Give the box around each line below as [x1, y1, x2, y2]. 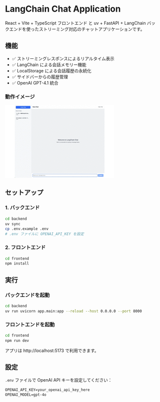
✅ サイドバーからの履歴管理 [12, 74, 68, 80]
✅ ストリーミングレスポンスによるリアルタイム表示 [12, 55, 115, 61]
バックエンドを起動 [5, 292, 50, 298]
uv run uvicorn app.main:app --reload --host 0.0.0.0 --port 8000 [5, 309, 142, 314]
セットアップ [5, 189, 44, 197]
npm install [5, 261, 29, 266]
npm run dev [5, 338, 29, 343]
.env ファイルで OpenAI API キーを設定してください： [5, 377, 112, 383]
